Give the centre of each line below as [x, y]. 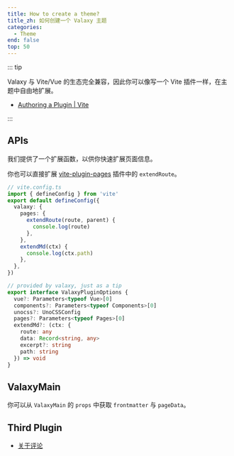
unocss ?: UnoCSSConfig [47, 312]
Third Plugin [35, 427]
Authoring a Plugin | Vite [53, 105]
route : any [36, 332]
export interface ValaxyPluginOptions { [68, 292]
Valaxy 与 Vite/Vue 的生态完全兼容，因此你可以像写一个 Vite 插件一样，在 [114, 82]
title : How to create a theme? [54, 14]
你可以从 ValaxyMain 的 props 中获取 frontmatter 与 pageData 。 [99, 405]
